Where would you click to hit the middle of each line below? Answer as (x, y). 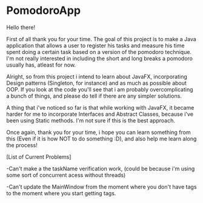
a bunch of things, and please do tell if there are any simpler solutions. (94, 96)
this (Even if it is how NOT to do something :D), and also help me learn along (101, 138)
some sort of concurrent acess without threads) (66, 175)
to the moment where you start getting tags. (61, 193)
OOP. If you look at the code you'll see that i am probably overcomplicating (100, 89)
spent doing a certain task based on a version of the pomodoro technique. (99, 52)
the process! (22, 145)
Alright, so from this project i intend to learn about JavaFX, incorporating (97, 76)
